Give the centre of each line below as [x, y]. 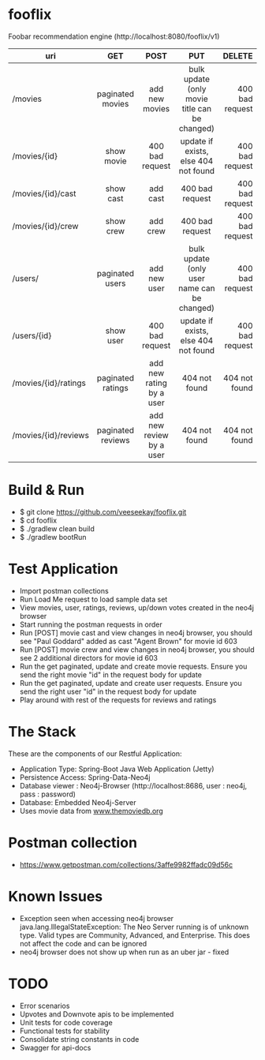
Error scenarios [45, 1006]
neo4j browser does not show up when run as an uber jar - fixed [124, 952]
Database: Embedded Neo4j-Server [78, 802]
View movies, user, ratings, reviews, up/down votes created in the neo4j [137, 607]
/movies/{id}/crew [45, 226]
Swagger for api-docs [55, 1047]
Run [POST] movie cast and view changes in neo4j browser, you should [136, 632]
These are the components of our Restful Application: [95, 753]
